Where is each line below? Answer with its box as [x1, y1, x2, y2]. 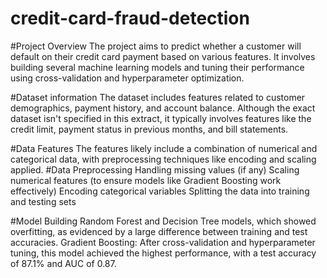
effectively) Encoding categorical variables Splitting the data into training [10, 185, 310, 197]
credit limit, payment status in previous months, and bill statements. [10, 123, 289, 135]
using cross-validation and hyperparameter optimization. [10, 72, 245, 84]
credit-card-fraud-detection [10, 7, 250, 30]
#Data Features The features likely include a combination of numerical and [10, 142, 318, 154]
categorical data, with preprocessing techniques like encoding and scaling [10, 153, 317, 165]
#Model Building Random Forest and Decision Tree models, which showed [10, 215, 317, 227]
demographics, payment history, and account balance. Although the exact [10, 102, 316, 114]
